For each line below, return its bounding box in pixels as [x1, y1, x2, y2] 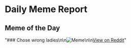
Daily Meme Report [5, 4, 88, 15]
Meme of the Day [5, 24, 60, 32]
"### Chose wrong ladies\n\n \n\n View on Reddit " [5, 37, 127, 43]
